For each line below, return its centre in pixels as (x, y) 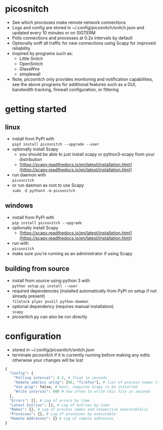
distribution (31, 159)
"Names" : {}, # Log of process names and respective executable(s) (79, 410)
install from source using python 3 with (51, 280)
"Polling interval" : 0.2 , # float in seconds (61, 378)
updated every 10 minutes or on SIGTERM (54, 33)
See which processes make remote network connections (69, 22)
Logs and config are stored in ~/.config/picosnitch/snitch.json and (78, 27)
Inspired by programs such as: (42, 53)
